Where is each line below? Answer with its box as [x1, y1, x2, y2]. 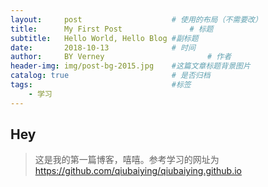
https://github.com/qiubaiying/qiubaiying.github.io [34, 165, 242, 177]
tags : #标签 [10, 80, 192, 90]
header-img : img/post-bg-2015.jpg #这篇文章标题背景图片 [10, 61, 251, 71]
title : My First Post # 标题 [10, 24, 214, 34]
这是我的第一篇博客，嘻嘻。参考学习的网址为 [34, 154, 220, 166]
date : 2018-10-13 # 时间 [10, 42, 196, 53]
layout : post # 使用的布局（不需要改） [10, 14, 263, 25]
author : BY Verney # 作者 [10, 52, 232, 62]
